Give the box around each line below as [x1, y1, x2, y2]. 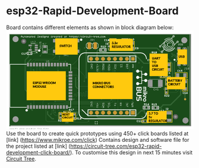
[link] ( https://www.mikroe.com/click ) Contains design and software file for [6, 136, 189, 143]
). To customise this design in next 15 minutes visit [70, 148, 193, 156]
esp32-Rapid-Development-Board [6, 4, 179, 18]
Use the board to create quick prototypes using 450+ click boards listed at [6, 129, 189, 137]
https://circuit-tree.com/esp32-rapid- [70, 142, 162, 150]
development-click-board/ [6, 148, 70, 156]
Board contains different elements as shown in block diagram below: [6, 24, 174, 31]
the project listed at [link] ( [6, 142, 71, 150]
